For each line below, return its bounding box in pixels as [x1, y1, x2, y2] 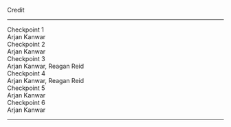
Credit [7, 6, 25, 14]
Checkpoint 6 [7, 99, 46, 106]
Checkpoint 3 [7, 55, 46, 62]
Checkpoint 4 [7, 69, 46, 78]
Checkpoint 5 [7, 84, 45, 92]
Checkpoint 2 [7, 41, 46, 48]
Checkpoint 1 [7, 25, 45, 34]
